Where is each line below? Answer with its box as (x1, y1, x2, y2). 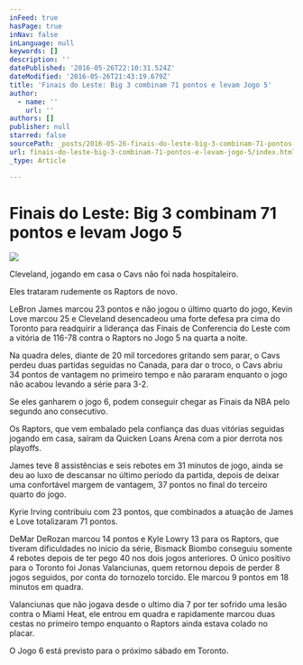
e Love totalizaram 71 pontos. (9, 516, 118, 527)
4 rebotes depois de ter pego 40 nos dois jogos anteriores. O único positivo (9, 553, 291, 564)
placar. (9, 628, 35, 639)
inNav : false (9, 30, 59, 39)
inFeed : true (9, 13, 59, 23)
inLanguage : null (9, 38, 75, 48)
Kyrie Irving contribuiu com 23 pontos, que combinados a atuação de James (9, 507, 294, 518)
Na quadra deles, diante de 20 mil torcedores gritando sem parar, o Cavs (9, 350, 280, 361)
